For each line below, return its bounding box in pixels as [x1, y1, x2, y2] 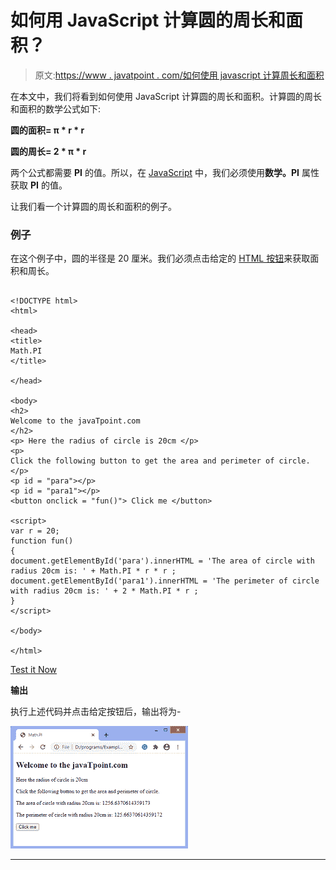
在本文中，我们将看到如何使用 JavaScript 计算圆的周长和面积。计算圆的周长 [10, 90, 323, 102]
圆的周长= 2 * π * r [10, 145, 87, 157]
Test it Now [10, 664, 58, 676]
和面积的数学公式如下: [10, 102, 102, 115]
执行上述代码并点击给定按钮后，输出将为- [10, 706, 182, 718]
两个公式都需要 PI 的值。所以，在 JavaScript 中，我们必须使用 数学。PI [10, 166, 300, 178]
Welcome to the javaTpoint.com [10, 416, 141, 426]
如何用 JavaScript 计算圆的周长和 [10, 9, 287, 32]
